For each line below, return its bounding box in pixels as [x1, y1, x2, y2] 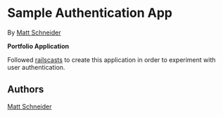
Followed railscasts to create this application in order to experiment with [7, 55, 216, 64]
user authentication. [7, 63, 65, 71]
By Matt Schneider [7, 28, 61, 37]
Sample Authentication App [7, 5, 173, 21]
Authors [7, 83, 44, 96]
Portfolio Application [7, 42, 69, 50]
